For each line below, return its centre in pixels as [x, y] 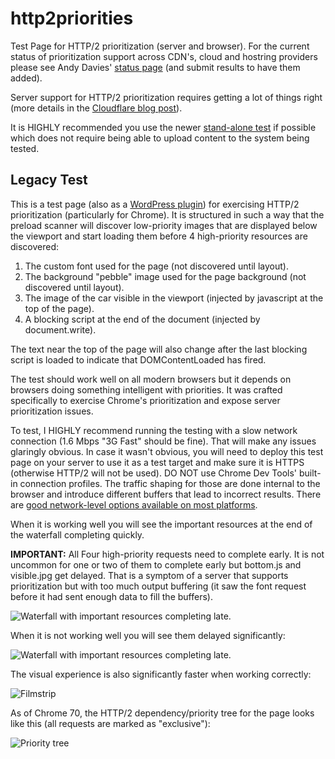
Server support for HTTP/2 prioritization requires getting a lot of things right [166, 97]
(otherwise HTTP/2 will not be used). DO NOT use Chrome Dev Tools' [154, 473]
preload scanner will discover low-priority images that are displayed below [164, 225]
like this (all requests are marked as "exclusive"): [110, 723]
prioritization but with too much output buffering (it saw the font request [158, 586]
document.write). [60, 329]
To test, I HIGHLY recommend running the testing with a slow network [154, 430]
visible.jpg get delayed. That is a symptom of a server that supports [149, 575]
